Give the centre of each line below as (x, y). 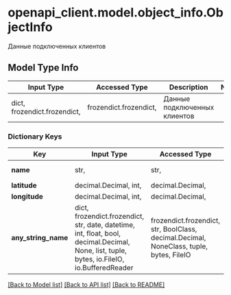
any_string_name (40, 238)
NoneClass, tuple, (179, 246)
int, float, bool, (98, 233)
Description (189, 87)
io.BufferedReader (104, 268)
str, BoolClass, (174, 229)
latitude (24, 185)
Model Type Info (43, 68)
